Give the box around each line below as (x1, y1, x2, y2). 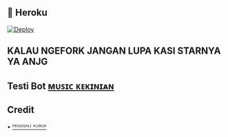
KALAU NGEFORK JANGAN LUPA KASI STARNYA (7, 45, 221, 57)
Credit (7, 104, 34, 116)
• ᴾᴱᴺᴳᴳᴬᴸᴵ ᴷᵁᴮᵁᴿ (7, 123, 47, 131)
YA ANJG (7, 56, 48, 67)
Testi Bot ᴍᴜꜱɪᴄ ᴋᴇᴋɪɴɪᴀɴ (7, 80, 115, 92)
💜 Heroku (7, 7, 48, 19)
